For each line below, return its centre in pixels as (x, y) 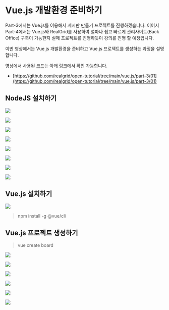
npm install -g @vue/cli (42, 216)
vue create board (36, 245)
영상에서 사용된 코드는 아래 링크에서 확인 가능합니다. (56, 66)
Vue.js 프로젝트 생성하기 (42, 233)
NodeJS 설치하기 (31, 98)
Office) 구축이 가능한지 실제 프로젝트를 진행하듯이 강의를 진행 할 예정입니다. (80, 38)
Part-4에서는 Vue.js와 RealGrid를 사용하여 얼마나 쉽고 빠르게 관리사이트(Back (82, 31)
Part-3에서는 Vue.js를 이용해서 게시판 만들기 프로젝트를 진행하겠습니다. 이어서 (82, 25)
